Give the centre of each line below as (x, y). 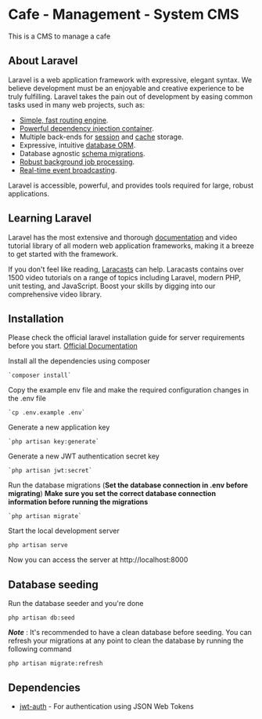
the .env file (27, 399)
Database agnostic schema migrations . (83, 153)
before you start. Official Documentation (73, 346)
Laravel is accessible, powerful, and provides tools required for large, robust (131, 185)
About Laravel (43, 61)
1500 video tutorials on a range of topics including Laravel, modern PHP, (124, 277)
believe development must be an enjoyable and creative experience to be (126, 88)
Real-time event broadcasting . (68, 170)
